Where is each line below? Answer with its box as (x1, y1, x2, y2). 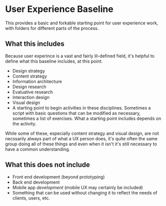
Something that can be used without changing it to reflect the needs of (12, 190, 158, 196)
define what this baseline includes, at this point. (5, 58, 103, 64)
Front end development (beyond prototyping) (12, 174, 105, 180)
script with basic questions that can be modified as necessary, (12, 110, 141, 116)
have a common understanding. (5, 146, 71, 152)
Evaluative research (12, 89, 53, 95)
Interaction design (12, 94, 50, 100)
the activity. (12, 120, 36, 126)
